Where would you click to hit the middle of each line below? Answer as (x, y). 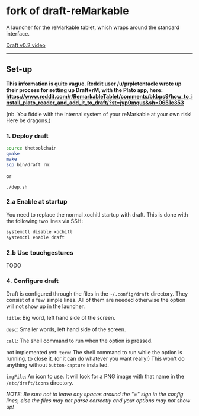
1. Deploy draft (27, 136)
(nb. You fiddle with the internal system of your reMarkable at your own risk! (99, 114)
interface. (18, 33)
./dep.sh (17, 187)
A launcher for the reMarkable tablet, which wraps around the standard (93, 27)
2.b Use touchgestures (40, 252)
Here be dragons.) (28, 120)
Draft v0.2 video (26, 45)
